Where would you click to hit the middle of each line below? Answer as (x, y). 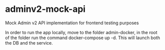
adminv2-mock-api (45, 9)
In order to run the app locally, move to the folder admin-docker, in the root (81, 32)
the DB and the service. (29, 43)
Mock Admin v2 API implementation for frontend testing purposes (72, 23)
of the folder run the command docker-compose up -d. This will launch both (83, 38)
